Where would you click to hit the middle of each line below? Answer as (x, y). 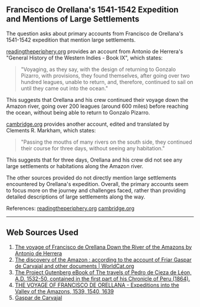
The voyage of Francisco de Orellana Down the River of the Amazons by (103, 247)
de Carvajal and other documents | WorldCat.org (74, 266)
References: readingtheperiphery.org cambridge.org (71, 208)
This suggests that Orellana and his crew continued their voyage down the (97, 100)
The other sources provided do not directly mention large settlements (91, 178)
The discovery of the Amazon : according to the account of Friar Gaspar (103, 259)
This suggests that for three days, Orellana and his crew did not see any (94, 160)
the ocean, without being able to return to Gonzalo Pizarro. (78, 112)
